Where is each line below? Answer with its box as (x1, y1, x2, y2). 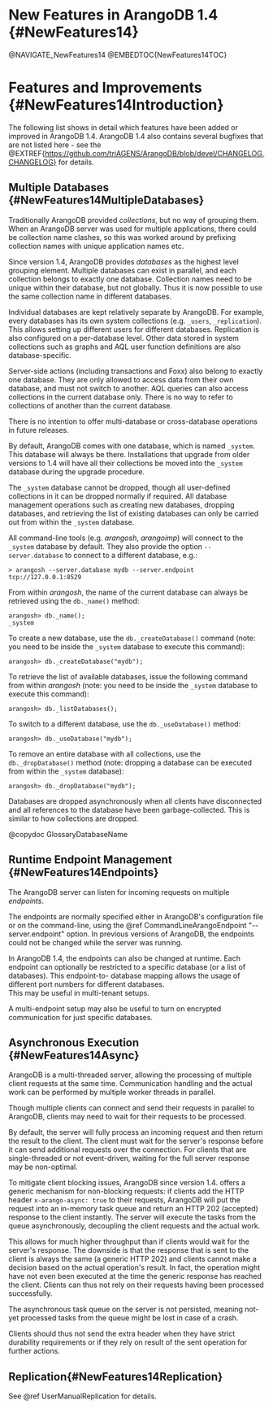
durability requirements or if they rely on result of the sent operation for (8, 1337, 248, 1347)
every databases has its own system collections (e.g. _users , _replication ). (8, 316, 262, 325)
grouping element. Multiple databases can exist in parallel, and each (8, 265, 237, 275)
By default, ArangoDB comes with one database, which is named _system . (8, 441, 256, 451)
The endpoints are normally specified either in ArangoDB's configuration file (8, 911, 264, 921)
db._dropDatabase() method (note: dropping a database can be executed (8, 757, 253, 767)
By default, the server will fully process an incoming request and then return (8, 1128, 263, 1137)
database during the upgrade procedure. (8, 466, 145, 477)
